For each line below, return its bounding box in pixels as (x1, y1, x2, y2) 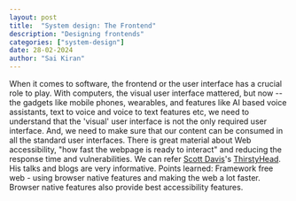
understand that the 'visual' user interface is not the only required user (9, 116, 268, 127)
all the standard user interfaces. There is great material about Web (9, 135, 252, 145)
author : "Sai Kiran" (9, 54, 86, 63)
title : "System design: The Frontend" (9, 21, 157, 30)
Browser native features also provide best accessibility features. (9, 182, 244, 192)
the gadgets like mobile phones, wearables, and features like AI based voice (9, 97, 287, 107)
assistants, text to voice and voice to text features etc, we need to (9, 107, 250, 117)
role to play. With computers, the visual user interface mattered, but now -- (9, 88, 284, 98)
